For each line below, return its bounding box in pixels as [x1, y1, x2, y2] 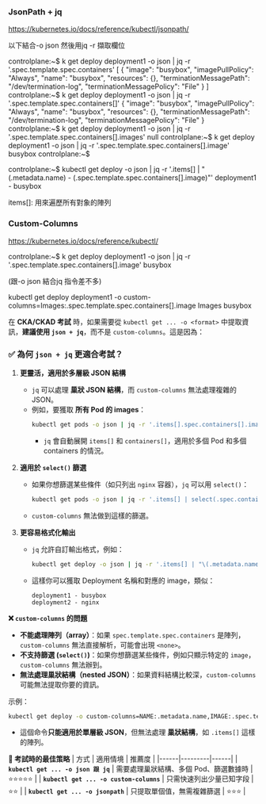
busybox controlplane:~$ [8, 149, 91, 159]
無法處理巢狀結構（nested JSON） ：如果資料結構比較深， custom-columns [19, 669, 256, 680]
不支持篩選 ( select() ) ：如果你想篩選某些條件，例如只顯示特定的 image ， [19, 649, 256, 660]
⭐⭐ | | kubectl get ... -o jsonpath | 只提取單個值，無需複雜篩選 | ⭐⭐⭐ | [8, 787, 246, 796]
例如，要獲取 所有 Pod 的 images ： [31, 404, 146, 414]
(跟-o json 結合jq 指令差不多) [8, 276, 102, 285]
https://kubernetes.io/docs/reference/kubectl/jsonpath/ [8, 25, 189, 34]
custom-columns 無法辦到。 [19, 660, 107, 669]
